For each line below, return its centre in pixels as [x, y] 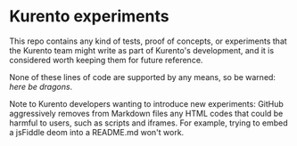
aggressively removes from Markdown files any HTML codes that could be [146, 113]
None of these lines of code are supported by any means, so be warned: [143, 77]
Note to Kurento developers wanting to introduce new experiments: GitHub [146, 103]
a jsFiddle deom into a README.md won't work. [97, 132]
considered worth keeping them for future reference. [106, 60]
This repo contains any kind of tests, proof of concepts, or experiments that [148, 41]
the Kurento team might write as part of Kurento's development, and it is [142, 50]
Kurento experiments [89, 16]
